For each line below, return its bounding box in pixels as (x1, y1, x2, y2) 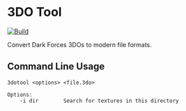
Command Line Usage (7, 60, 105, 73)
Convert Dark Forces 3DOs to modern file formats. (7, 40, 152, 49)
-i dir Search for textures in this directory (20, 97, 179, 104)
